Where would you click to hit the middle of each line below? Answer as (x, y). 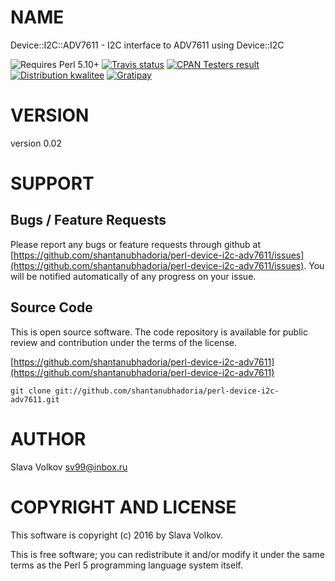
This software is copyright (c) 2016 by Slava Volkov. (116, 535)
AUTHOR (48, 438)
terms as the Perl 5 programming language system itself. (126, 565)
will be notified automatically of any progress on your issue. (133, 276)
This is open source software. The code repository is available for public (159, 332)
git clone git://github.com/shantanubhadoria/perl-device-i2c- (145, 391)
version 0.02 (36, 143)
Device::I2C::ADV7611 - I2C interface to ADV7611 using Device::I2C (147, 45)
